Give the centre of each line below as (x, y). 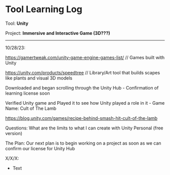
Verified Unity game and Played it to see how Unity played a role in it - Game (85, 103)
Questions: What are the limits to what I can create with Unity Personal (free (84, 128)
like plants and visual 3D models (39, 78)
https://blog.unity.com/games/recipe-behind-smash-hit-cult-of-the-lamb (81, 118)
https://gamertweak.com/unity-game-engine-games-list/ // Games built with (85, 57)
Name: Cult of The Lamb (31, 108)
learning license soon (28, 93)
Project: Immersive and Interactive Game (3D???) (58, 33)
